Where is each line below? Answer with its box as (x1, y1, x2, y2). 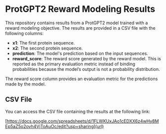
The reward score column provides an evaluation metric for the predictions (5, 76, 158, 82)
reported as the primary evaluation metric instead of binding (12, 61, 135, 67)
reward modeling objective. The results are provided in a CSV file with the (5, 25, 156, 31)
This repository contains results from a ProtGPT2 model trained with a (5, 20, 148, 26)
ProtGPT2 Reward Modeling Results (5, 3, 155, 15)
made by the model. (5, 81, 46, 87)
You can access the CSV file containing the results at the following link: (5, 108, 150, 114)
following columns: (5, 30, 44, 36)
